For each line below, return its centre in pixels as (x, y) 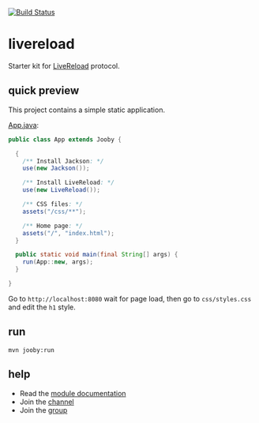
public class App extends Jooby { (65, 139)
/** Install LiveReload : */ (68, 183)
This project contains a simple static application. (87, 110)
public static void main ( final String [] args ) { (97, 255)
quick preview (44, 91)
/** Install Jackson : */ (63, 161)
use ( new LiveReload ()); (62, 190)
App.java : (24, 125)
